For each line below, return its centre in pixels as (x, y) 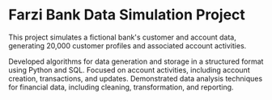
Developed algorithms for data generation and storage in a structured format (136, 61)
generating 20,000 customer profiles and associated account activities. (127, 45)
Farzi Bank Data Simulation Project (127, 15)
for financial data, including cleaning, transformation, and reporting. (121, 87)
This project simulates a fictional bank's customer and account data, (122, 37)
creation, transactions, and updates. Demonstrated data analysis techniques (136, 78)
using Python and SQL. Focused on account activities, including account (129, 69)
